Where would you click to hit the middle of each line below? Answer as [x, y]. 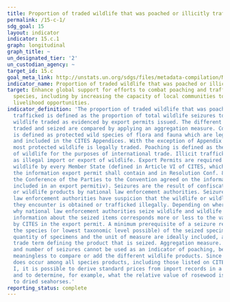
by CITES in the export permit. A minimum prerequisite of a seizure [114, 224]
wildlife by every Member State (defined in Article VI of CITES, [110, 166]
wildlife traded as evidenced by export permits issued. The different [118, 122]
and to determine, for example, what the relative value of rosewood [114, 275]
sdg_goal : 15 [26, 26]
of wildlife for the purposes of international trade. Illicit [105, 154]
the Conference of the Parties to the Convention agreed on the [107, 179]
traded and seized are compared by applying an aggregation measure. [114, 128]
